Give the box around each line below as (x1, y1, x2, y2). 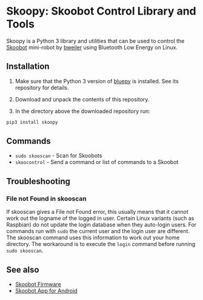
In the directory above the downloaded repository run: (15, 107, 150, 115)
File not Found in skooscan (6, 194, 87, 203)
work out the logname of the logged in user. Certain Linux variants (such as (6, 214, 195, 222)
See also (6, 264, 39, 274)
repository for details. (15, 84, 69, 91)
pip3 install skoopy (6, 119, 59, 125)
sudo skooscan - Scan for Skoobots (15, 152, 102, 159)
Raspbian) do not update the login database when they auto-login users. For (6, 221, 197, 228)
